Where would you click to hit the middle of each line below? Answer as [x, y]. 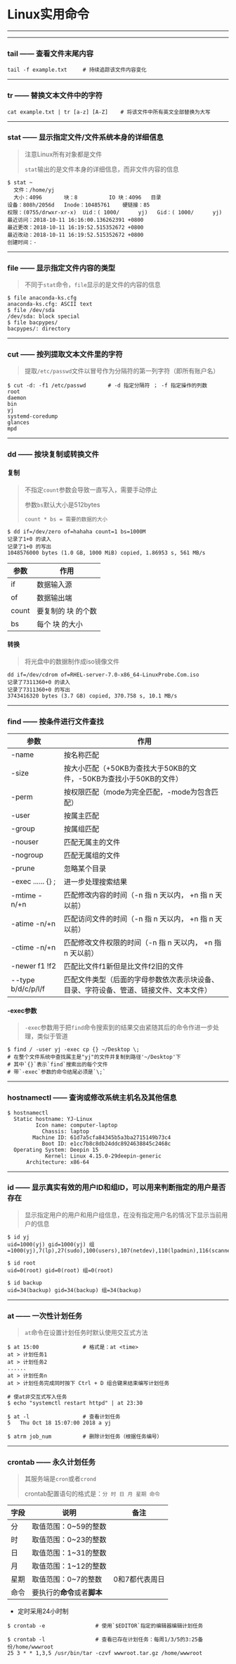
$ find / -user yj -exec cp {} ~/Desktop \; [73, 1050]
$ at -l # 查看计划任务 [64, 1417]
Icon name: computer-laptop [77, 1125]
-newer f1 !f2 [33, 966]
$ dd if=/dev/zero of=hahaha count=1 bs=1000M [77, 532]
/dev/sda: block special [44, 317]
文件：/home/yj [34, 190]
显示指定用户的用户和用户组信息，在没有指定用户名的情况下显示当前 [123, 1215]
